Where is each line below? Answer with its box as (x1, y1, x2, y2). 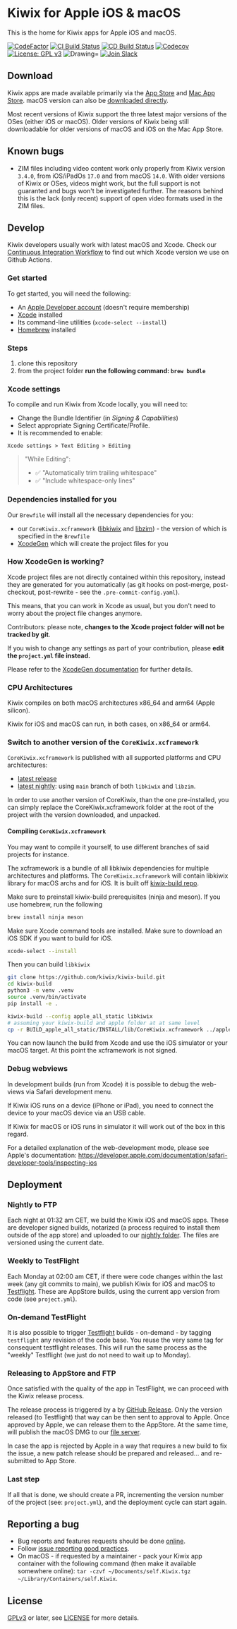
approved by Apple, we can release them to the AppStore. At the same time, (7, 1420, 229, 1429)
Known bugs (7, 145, 65, 157)
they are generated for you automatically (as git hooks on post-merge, (7, 580, 212, 588)
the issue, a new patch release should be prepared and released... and (7, 1449, 212, 1458)
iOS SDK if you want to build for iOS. (7, 933, 113, 943)
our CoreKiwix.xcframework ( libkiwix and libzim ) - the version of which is (17, 524, 227, 533)
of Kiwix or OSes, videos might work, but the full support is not (17, 178, 200, 188)
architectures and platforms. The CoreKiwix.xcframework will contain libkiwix (7, 871, 229, 880)
